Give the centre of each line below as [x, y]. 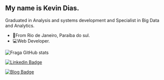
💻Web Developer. [31, 41]
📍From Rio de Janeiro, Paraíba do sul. [51, 35]
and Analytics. [20, 25]
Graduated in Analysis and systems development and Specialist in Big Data [82, 20]
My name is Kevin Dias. [42, 8]
